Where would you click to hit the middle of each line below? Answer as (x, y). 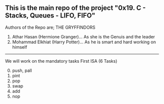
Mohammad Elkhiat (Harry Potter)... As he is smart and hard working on (84, 42)
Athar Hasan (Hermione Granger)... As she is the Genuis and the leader (83, 36)
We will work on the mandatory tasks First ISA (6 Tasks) (61, 61)
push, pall (22, 70)
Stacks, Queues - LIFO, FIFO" (50, 16)
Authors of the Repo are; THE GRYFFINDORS (50, 27)
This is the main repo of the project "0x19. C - (75, 8)
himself (20, 47)
